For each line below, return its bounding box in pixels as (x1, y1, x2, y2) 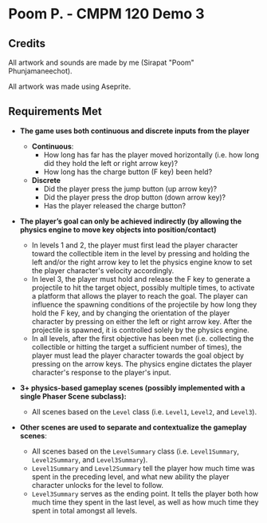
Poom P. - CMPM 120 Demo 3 (8, 5, 205, 23)
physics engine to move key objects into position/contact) (19, 224, 217, 234)
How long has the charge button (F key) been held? (43, 167, 213, 176)
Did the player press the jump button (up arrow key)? (43, 184, 218, 193)
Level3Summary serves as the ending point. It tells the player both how (31, 489, 259, 498)
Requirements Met (8, 105, 102, 118)
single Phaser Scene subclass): (19, 391, 127, 401)
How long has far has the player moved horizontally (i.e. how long (43, 149, 260, 160)
